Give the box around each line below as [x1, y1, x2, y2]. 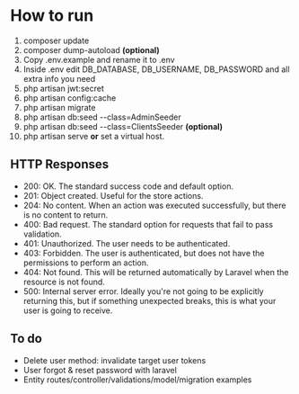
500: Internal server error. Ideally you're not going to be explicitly [22, 285, 264, 297]
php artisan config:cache [22, 92, 117, 103]
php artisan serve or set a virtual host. [22, 130, 165, 141]
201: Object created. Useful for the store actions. [22, 190, 204, 201]
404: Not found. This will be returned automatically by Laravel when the [22, 266, 289, 277]
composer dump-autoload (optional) [22, 44, 160, 55]
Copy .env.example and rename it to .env [22, 54, 175, 65]
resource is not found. [22, 276, 106, 287]
